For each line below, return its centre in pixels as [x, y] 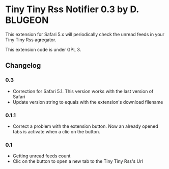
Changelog [23, 65]
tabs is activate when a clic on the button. [56, 131]
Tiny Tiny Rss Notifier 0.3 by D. [72, 9]
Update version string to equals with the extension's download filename [88, 102]
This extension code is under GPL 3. [43, 49]
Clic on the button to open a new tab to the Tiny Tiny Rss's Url [78, 161]
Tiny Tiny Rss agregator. [31, 40]
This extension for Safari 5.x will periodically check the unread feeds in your [85, 34]
